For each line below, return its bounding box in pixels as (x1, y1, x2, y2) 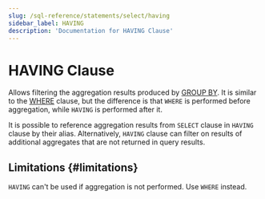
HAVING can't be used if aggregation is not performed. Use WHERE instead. (8, 182, 247, 192)
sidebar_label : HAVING (8, 19, 84, 27)
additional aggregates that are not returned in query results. (8, 137, 206, 147)
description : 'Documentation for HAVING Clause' (8, 26, 174, 35)
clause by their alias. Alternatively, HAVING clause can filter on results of (8, 129, 243, 139)
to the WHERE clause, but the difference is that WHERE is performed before (8, 96, 251, 106)
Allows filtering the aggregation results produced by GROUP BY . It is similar (8, 87, 257, 97)
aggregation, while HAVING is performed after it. (8, 105, 163, 115)
